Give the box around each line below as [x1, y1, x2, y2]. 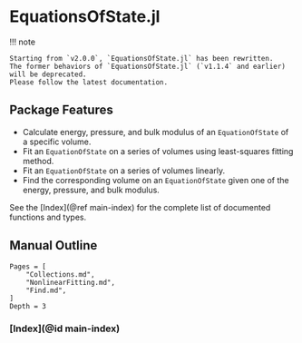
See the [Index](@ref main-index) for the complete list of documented [9, 201, 271, 212]
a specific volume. [22, 136, 92, 147]
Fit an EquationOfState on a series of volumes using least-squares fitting [22, 145, 294, 156]
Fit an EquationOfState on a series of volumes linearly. [22, 165, 225, 176]
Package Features [9, 103, 113, 118]
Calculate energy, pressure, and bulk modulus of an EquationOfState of [22, 126, 289, 137]
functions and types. [9, 211, 87, 222]
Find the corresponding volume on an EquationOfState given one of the [22, 174, 289, 185]
